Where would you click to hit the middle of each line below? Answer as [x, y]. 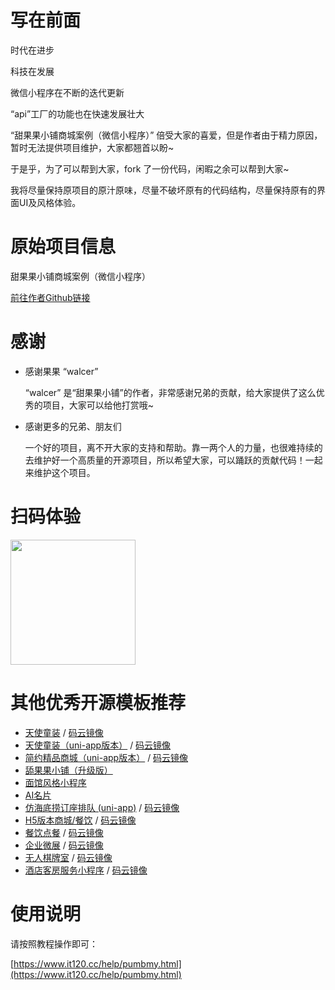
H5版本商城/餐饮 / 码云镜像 [80, 820]
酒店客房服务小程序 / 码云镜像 [86, 870]
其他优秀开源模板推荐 [98, 702]
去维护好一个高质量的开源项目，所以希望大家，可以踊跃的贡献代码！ [165, 460]
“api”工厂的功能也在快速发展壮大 [77, 113]
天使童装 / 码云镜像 [64, 732]
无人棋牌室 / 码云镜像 [68, 857]
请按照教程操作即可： [54, 943]
